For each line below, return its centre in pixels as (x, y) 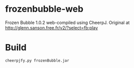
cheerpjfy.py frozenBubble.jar (37, 60)
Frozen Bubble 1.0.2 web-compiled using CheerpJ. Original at (67, 23)
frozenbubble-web (44, 9)
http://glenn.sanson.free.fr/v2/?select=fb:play (51, 27)
